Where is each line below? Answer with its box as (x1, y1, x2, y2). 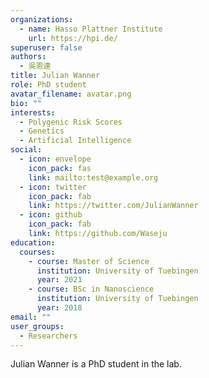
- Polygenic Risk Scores (19, 117, 123, 127)
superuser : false (10, 42, 83, 53)
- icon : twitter (19, 182, 87, 192)
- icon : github (19, 210, 83, 220)
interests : (10, 107, 56, 118)
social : (10, 145, 43, 155)
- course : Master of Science (28, 256, 150, 266)
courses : (19, 247, 56, 257)
